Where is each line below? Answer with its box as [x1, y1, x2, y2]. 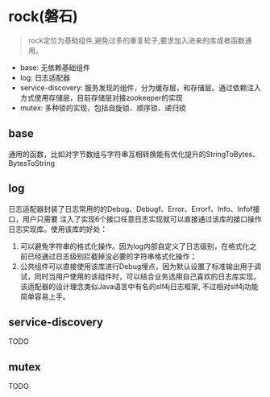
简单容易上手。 [19, 292, 70, 301]
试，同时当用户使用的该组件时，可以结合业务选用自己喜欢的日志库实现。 [19, 271, 260, 281]
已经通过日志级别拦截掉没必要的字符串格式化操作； [27, 251, 197, 261]
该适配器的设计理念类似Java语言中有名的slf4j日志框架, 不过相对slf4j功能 [19, 281, 260, 291]
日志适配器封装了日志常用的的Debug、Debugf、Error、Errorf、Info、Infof [8, 204, 253, 213]
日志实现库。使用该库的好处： [8, 224, 107, 234]
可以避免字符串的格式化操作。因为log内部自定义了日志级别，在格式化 [19, 241, 250, 250]
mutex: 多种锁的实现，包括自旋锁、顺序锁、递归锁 [19, 102, 187, 113]
